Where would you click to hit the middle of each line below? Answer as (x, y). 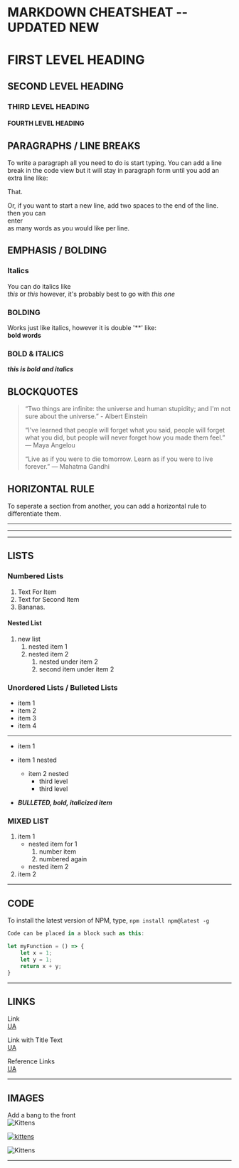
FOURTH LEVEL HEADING (46, 123)
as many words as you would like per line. (69, 228)
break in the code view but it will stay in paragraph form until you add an (113, 171)
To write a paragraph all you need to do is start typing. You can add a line (115, 163)
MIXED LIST (28, 821)
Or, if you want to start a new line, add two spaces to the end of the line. (113, 206)
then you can (27, 213)
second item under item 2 (76, 669)
